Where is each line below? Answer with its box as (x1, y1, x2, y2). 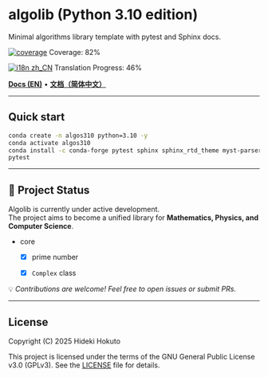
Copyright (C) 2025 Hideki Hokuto (8, 336, 121, 346)
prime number (31, 253, 79, 262)
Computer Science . (8, 222, 74, 231)
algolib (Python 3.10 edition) (8, 6, 198, 24)
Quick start (8, 110, 65, 124)
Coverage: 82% (49, 47, 101, 57)
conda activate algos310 (8, 139, 91, 147)
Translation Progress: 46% (54, 62, 142, 73)
